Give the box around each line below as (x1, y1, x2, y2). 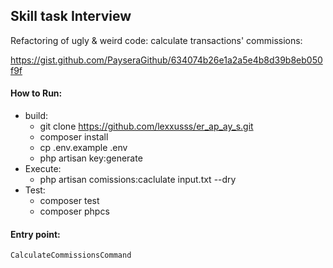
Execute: (24, 163, 62, 175)
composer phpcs (39, 205, 110, 218)
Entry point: (10, 228, 61, 240)
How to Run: (10, 87, 63, 99)
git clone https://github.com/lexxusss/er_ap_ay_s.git (39, 120, 254, 133)
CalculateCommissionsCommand (10, 250, 132, 261)
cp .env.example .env (39, 142, 128, 154)
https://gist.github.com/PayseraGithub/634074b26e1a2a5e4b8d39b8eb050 (10, 54, 323, 66)
